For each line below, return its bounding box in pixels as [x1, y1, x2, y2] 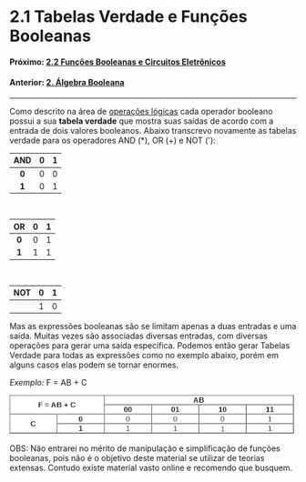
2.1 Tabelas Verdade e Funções [9, 6, 248, 27]
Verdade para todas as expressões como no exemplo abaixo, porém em [9, 350, 280, 361]
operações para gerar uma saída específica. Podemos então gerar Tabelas [9, 340, 291, 351]
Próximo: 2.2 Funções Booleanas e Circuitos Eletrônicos [9, 56, 226, 67]
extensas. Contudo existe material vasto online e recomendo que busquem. [9, 462, 293, 474]
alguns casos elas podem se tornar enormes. [9, 359, 179, 370]
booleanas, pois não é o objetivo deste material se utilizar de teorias [9, 453, 265, 464]
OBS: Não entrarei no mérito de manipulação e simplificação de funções [9, 443, 280, 454]
